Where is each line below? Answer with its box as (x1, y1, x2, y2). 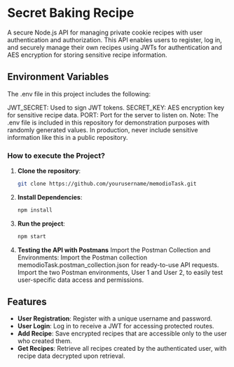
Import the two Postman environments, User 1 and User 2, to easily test (17, 268, 223, 276)
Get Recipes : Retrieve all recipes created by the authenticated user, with (17, 345, 227, 353)
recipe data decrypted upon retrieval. (17, 352, 125, 360)
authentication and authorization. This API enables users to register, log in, (7, 35, 222, 44)
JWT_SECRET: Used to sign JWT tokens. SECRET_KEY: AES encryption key (7, 103, 225, 112)
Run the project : (17, 219, 65, 228)
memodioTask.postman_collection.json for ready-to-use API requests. (17, 260, 219, 269)
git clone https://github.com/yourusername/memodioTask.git (17, 181, 197, 188)
